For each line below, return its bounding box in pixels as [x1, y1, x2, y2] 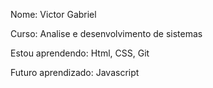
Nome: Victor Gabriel [10, 9, 97, 20]
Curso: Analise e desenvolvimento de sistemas [10, 28, 203, 39]
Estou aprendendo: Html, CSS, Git [10, 47, 150, 59]
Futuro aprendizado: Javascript [10, 67, 140, 78]
